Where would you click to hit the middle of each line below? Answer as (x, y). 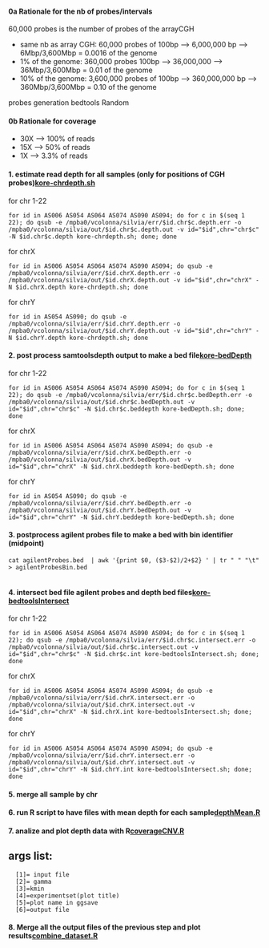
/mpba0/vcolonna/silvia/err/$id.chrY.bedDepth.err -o (100, 503)
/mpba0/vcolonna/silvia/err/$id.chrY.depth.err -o (94, 324)
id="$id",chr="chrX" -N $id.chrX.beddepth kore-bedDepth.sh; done (121, 466)
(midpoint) (26, 543)
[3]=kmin (30, 889)
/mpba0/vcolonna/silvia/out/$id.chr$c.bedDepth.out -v (102, 402)
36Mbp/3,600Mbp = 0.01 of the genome (86, 70)
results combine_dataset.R (53, 936)
